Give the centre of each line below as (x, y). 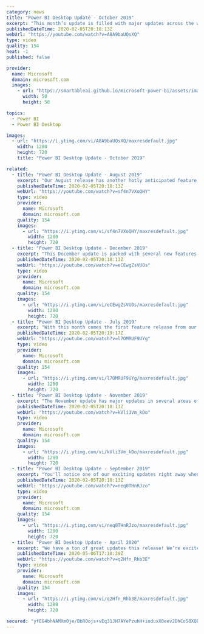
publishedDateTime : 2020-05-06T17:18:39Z (70, 554)
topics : (16, 113)
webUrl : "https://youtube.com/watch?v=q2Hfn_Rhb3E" (84, 559)
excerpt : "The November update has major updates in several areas (104, 401)
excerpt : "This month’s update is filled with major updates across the (100, 23)
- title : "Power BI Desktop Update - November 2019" (80, 395)
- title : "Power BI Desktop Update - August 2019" (77, 175)
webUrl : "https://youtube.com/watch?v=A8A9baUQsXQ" (73, 35)
